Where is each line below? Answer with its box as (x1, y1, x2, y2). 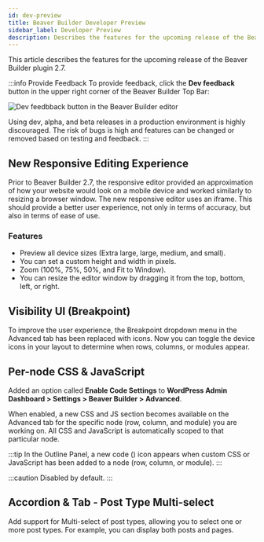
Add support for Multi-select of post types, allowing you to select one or (8, 516, 242, 526)
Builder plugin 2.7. (8, 64, 67, 73)
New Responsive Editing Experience (8, 156, 189, 170)
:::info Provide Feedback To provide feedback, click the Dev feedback (8, 79, 236, 88)
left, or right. (19, 282, 60, 291)
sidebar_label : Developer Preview (8, 26, 122, 34)
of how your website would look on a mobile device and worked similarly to (8, 186, 252, 196)
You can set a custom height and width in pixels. (19, 257, 177, 266)
